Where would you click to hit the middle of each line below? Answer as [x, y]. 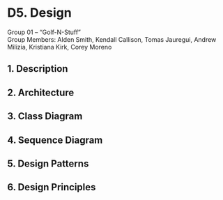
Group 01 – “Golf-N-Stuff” [44, 32]
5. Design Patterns [48, 163]
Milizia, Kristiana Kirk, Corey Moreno [60, 47]
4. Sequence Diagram [55, 140]
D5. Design [39, 13]
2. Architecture [41, 92]
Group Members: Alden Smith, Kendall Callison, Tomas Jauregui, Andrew [112, 39]
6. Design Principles [52, 187]
